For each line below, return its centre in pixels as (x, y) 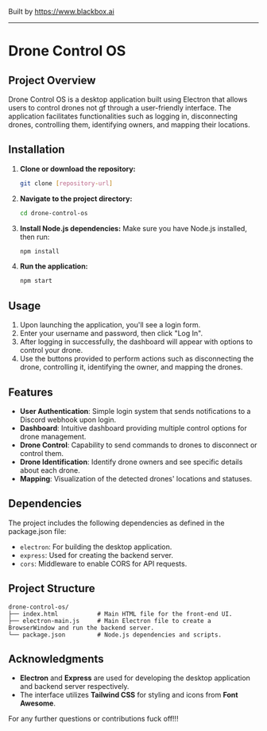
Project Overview (52, 80)
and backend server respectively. (74, 687)
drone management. (53, 436)
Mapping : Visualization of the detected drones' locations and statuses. (136, 478)
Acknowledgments (56, 659)
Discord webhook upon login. (68, 420)
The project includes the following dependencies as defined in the (116, 523)
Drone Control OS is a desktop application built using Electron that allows (128, 99)
